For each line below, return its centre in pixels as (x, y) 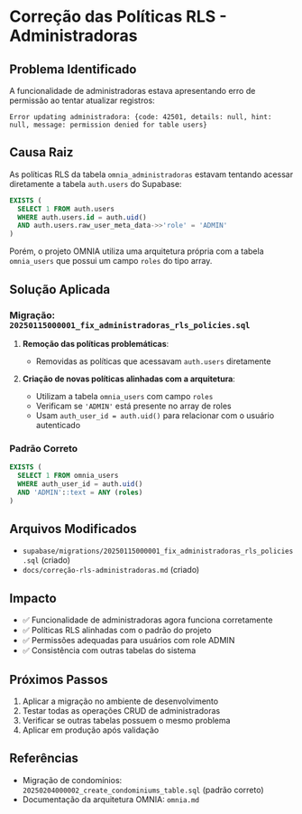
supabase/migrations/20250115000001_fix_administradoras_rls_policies (158, 552)
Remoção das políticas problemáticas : (96, 343)
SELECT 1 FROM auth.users (66, 209)
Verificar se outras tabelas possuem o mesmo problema (126, 720)
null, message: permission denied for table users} (108, 125)
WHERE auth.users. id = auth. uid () (82, 217)
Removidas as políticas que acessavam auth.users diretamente (153, 361)
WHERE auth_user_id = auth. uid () (80, 484)
